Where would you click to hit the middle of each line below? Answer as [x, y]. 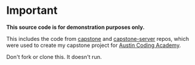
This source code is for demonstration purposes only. [75, 27]
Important [32, 11]
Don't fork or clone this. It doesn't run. [54, 57]
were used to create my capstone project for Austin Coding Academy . [94, 45]
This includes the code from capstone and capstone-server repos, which [98, 39]
